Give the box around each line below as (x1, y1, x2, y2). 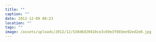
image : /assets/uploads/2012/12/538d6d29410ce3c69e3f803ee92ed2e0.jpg (5, 29, 152, 34)
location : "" (5, 20, 32, 26)
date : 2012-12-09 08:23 (5, 16, 54, 21)
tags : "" (5, 25, 23, 30)
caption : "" (5, 12, 29, 16)
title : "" (5, 7, 25, 12)
